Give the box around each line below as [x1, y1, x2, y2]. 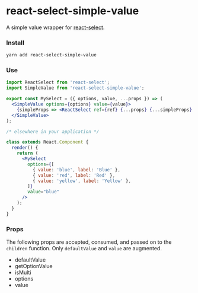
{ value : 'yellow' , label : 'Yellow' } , [32, 178, 132, 184]
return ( [17, 150, 39, 157]
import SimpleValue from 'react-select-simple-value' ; [6, 85, 145, 91]
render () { [11, 145, 39, 151]
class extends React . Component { [6, 139, 89, 145]
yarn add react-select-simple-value [6, 52, 97, 58]
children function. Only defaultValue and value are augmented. [6, 244, 162, 251]
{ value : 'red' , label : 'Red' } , [32, 172, 116, 179]
